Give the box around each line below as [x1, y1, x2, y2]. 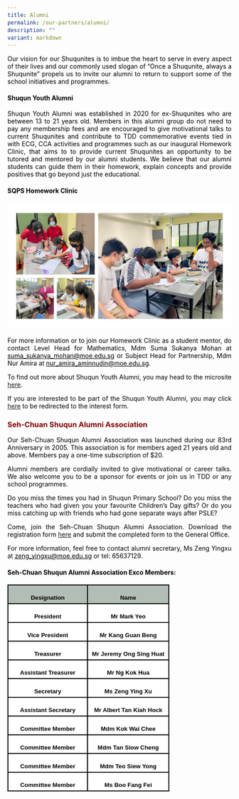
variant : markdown [7, 34, 62, 41]
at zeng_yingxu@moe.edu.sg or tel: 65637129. [7, 551, 143, 560]
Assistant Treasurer [20, 669, 76, 677]
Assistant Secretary [20, 706, 76, 714]
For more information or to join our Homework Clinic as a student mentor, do [7, 336, 232, 345]
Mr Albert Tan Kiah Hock [93, 706, 163, 714]
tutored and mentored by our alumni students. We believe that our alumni [7, 155, 232, 163]
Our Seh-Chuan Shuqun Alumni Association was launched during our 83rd [7, 436, 232, 444]
